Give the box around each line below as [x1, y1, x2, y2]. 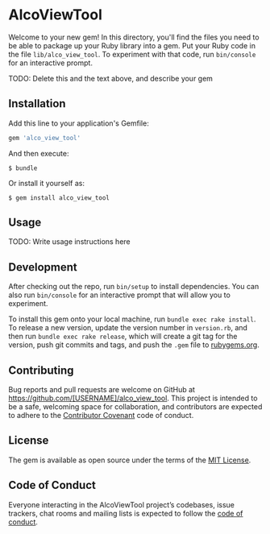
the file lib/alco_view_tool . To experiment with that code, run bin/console [8, 49, 256, 59]
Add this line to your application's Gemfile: [8, 118, 149, 128]
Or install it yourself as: [8, 178, 85, 188]
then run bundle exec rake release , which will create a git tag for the [8, 332, 238, 342]
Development [8, 260, 78, 274]
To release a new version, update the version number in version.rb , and [8, 323, 248, 333]
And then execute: [8, 148, 69, 158]
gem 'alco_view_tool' [8, 134, 81, 142]
